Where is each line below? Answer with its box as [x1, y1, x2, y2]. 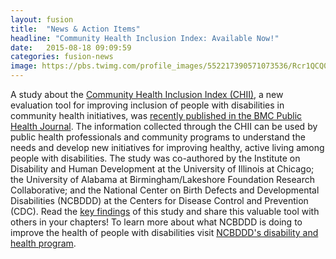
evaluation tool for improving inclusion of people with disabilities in [10, 99, 285, 111]
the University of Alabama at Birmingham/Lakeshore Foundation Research [10, 174, 315, 185]
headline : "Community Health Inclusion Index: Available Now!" [10, 33, 280, 43]
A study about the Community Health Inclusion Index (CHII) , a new [10, 89, 284, 100]
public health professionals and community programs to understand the [10, 131, 306, 143]
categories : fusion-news [10, 52, 114, 62]
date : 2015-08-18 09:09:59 [10, 42, 132, 53]
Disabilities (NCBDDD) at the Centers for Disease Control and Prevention [10, 195, 309, 206]
